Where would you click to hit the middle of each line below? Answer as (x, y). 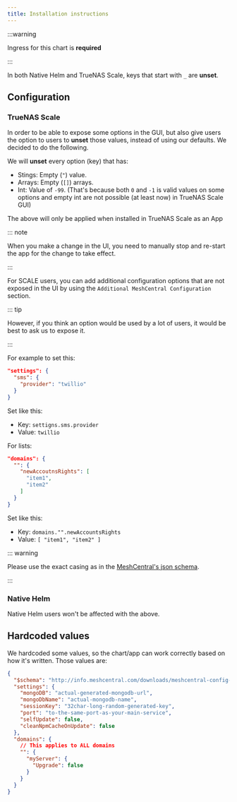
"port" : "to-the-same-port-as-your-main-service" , (96, 713)
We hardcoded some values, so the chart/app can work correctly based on (116, 653)
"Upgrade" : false (58, 766)
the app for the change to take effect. (62, 253)
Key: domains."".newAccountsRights (69, 532)
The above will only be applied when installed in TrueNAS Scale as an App (115, 219)
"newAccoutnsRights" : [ (55, 472)
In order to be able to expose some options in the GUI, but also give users (114, 133)
